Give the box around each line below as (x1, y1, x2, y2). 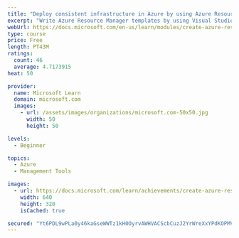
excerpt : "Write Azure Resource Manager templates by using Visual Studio (7, 17, 234, 24)
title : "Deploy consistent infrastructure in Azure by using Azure (7, 10, 212, 18)
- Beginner (14, 141, 46, 149)
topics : (7, 154, 31, 162)
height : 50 (26, 122, 59, 129)
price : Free (7, 37, 43, 44)
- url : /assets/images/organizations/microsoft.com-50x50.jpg (20, 109, 208, 117)
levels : (7, 135, 31, 142)
